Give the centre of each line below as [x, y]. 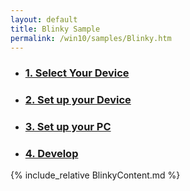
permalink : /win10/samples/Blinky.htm [91, 38]
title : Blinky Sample [55, 29]
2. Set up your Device [78, 100]
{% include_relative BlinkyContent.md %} [95, 175]
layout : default [44, 19]
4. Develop [51, 154]
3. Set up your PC [68, 127]
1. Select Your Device [77, 73]
